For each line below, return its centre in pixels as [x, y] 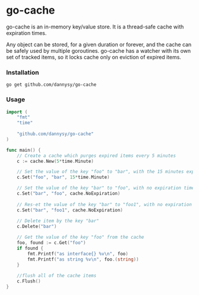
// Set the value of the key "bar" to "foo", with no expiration [99, 188]
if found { [30, 248]
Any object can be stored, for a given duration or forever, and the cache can [99, 44]
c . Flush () [29, 281]
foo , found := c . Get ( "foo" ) [51, 243]
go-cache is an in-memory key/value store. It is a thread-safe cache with [95, 27]
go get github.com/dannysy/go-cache [51, 85]
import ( [17, 112]
